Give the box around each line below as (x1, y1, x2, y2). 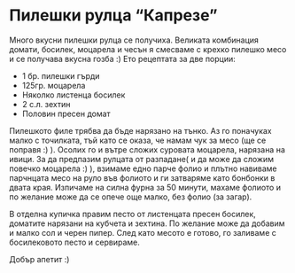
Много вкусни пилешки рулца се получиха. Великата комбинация (9, 35, 260, 45)
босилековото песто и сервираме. (9, 237, 140, 247)
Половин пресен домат (21, 108, 111, 119)
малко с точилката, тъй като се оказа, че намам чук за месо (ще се (9, 135, 267, 145)
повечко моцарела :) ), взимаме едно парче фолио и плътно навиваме (9, 163, 277, 174)
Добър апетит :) (9, 253, 70, 264)
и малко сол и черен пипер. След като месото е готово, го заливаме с (9, 227, 276, 238)
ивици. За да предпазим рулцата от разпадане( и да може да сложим (9, 153, 275, 164)
